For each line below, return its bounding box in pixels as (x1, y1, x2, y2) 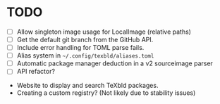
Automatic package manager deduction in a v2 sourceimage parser (16, 59, 213, 67)
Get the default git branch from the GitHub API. (16, 36, 154, 44)
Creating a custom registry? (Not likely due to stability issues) (16, 89, 196, 97)
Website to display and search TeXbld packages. (16, 82, 159, 90)
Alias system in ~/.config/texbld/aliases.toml (16, 51, 154, 60)
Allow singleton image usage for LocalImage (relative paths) (16, 27, 192, 36)
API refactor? (16, 67, 56, 76)
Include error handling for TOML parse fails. (16, 44, 145, 52)
